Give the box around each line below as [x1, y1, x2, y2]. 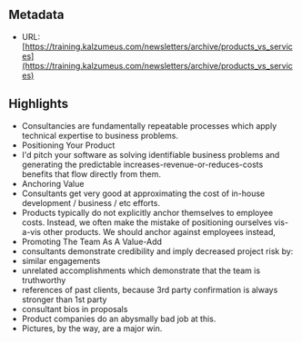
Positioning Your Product [21, 140, 116, 151]
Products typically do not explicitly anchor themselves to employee [21, 207, 274, 218]
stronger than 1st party [21, 294, 107, 305]
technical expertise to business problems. [21, 130, 179, 141]
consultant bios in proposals [21, 303, 128, 314]
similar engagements [21, 255, 101, 266]
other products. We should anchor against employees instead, [43, 226, 277, 237]
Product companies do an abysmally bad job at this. [21, 313, 216, 324]
